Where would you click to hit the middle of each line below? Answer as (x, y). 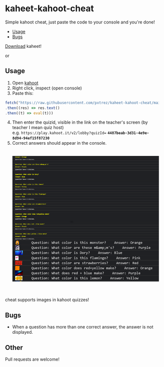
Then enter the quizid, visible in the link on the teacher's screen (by (80, 122)
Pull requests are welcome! (32, 359)
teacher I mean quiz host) (38, 128)
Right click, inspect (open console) (47, 88)
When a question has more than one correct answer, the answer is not (83, 327)
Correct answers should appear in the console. (59, 143)
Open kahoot (25, 83)
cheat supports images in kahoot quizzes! (47, 300)
